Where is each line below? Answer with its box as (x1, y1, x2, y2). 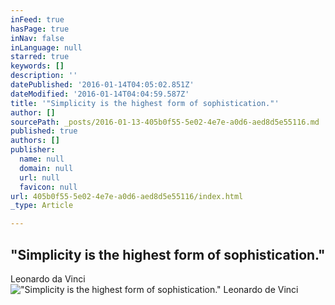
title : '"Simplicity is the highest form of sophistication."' (10, 98, 280, 108)
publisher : (10, 145, 56, 155)
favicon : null (19, 182, 78, 192)
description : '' (10, 71, 78, 81)
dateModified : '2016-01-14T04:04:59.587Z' (10, 89, 190, 99)
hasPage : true (10, 24, 70, 34)
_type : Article (10, 201, 74, 211)
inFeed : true (10, 14, 65, 25)
